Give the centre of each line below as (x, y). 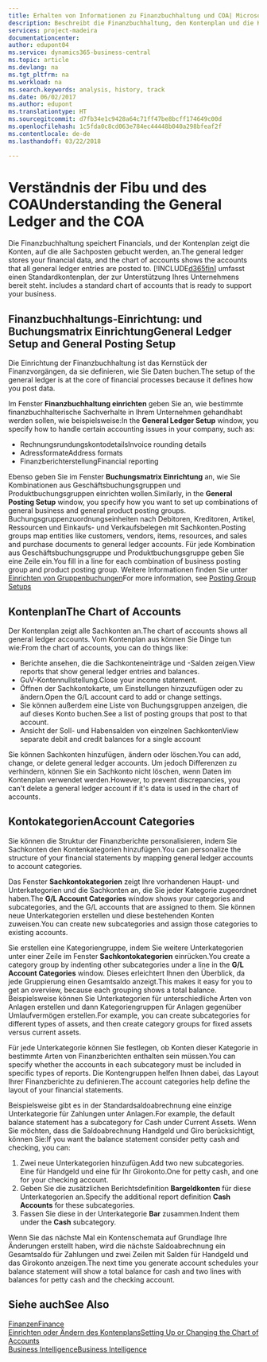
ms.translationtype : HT (48, 112)
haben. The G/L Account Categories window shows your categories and (126, 898)
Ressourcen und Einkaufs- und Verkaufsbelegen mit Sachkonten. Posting (127, 528)
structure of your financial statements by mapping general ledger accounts (131, 858)
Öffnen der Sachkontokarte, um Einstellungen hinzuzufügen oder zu (132, 689)
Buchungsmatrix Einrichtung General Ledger (120, 331)
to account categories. (45, 866)
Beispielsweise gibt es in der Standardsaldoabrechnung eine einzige (120, 1105)
